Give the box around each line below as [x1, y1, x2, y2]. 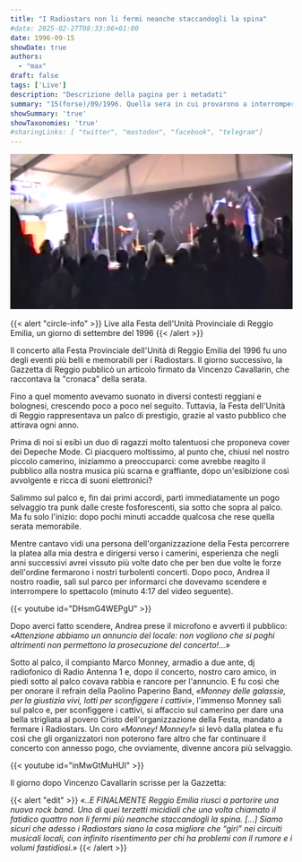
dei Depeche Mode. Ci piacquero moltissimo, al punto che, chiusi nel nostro [10, 446, 289, 457]
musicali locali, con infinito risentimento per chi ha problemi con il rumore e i [10, 832, 293, 843]
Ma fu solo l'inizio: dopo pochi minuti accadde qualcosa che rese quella [10, 511, 275, 522]
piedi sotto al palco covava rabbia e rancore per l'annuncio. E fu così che [10, 676, 280, 686]
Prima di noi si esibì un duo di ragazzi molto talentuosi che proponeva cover [10, 436, 290, 447]
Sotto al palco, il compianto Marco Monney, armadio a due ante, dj [10, 657, 255, 668]
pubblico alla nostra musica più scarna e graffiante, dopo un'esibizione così [10, 465, 289, 476]
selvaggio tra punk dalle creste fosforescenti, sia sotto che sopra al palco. [10, 502, 283, 513]
